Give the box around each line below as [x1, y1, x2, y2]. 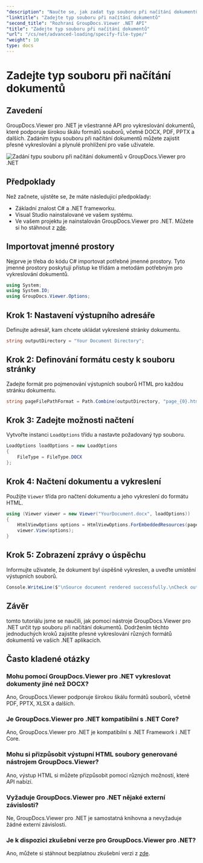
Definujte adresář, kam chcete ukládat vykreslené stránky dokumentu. [6, 326, 181, 333]
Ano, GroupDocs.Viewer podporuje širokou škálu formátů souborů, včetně [6, 693, 191, 701]
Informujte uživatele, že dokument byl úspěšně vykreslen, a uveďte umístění [6, 566, 196, 573]
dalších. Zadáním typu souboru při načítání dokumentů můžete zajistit [6, 134, 180, 142]
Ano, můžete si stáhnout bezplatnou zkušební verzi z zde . [6, 850, 150, 857]
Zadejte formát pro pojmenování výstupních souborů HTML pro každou [6, 380, 184, 388]
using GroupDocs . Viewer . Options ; [6, 293, 91, 300]
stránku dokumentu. [6, 386, 56, 394]
